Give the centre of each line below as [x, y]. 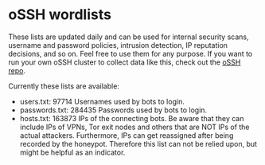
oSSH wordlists [60, 15]
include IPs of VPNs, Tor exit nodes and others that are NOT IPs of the [134, 127]
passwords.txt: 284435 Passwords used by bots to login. [113, 110]
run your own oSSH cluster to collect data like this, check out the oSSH [125, 62]
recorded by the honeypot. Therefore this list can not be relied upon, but [138, 143]
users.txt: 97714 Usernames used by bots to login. [102, 101]
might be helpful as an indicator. [72, 152]
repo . [17, 70]
